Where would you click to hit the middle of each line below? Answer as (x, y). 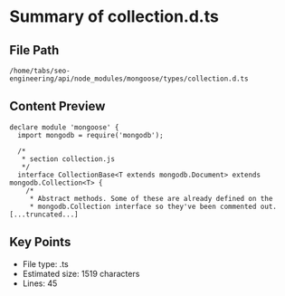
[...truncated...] (44, 215)
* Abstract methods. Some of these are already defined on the (151, 198)
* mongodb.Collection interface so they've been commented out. (153, 206)
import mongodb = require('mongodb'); (91, 135)
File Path (34, 50)
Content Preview (57, 106)
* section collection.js (68, 159)
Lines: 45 (40, 283)
